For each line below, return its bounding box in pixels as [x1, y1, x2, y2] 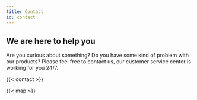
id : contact [6, 14, 36, 20]
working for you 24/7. [6, 64, 59, 72]
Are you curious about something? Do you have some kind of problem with [6, 51, 189, 59]
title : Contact [6, 8, 44, 15]
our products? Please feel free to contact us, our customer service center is [6, 58, 192, 65]
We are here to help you [6, 36, 96, 46]
